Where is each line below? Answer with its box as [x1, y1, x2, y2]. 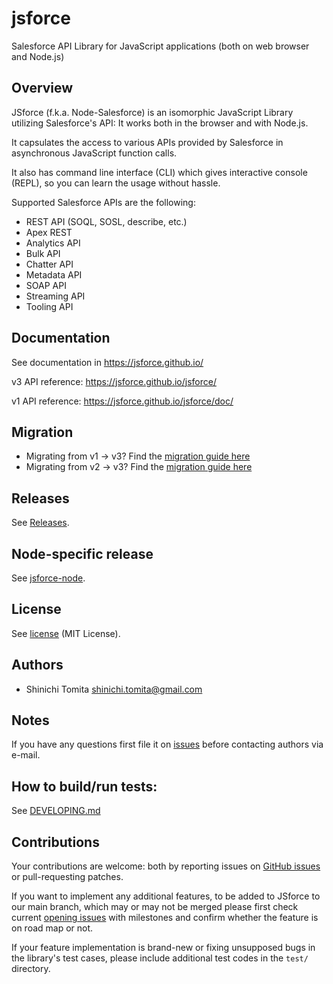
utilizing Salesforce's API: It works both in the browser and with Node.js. [11, 117, 309, 129]
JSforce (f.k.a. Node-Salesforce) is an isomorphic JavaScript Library [11, 106, 294, 118]
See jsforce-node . [11, 572, 86, 584]
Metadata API [25, 268, 83, 281]
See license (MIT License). [11, 627, 121, 639]
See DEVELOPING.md [11, 805, 101, 817]
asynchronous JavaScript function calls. [11, 147, 178, 159]
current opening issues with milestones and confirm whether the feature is [11, 912, 319, 924]
